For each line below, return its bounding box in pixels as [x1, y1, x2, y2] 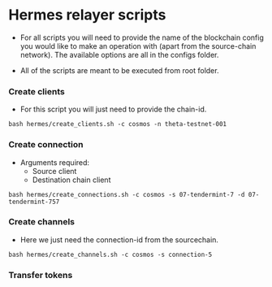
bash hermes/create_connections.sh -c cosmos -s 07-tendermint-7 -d [8, 190, 245, 198]
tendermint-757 [8, 198, 60, 206]
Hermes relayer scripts [8, 6, 166, 24]
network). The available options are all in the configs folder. [19, 50, 219, 59]
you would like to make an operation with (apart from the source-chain [19, 41, 257, 50]
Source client [32, 166, 77, 176]
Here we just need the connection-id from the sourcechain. [19, 234, 219, 245]
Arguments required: [19, 157, 90, 167]
